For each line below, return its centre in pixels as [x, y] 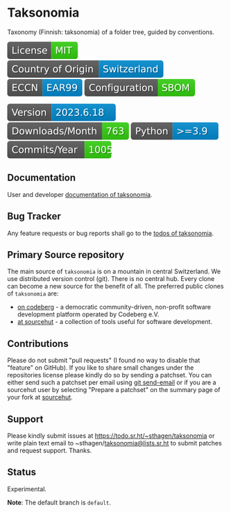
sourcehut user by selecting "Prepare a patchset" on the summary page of [114, 390]
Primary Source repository [66, 255]
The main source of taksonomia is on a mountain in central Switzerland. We [114, 271]
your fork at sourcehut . [40, 398]
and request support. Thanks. [50, 450]
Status [22, 472]
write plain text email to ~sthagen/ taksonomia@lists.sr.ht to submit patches [114, 443]
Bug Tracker [34, 216]
